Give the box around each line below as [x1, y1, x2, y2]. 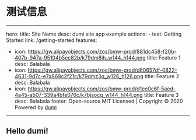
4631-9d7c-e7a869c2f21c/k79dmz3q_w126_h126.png [14, 72, 144, 79]
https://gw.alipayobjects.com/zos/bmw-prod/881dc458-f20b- [27, 48, 177, 55]
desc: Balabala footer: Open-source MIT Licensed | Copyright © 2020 [14, 97, 183, 104]
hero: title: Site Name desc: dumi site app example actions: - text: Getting [6, 30, 182, 37]
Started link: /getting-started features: [6, 36, 97, 44]
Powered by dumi [14, 103, 57, 111]
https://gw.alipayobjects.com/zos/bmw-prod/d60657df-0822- [27, 66, 177, 73]
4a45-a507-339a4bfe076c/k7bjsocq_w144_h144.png [14, 91, 143, 98]
